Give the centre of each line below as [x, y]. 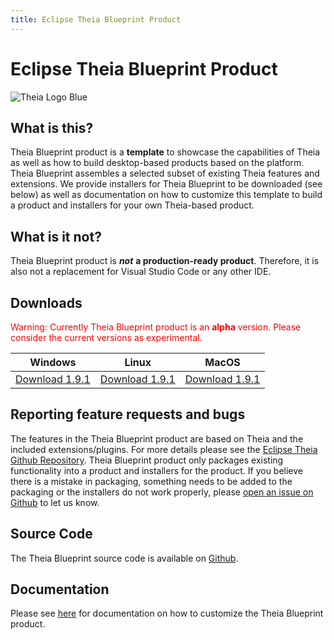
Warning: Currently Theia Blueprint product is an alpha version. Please [156, 327]
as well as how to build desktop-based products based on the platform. [157, 163]
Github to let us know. [55, 502]
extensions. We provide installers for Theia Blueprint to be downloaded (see [166, 184]
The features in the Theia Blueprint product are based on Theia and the [157, 438]
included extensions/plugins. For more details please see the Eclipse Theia [164, 449]
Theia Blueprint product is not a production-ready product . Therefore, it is [165, 261]
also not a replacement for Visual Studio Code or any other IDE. [141, 272]
